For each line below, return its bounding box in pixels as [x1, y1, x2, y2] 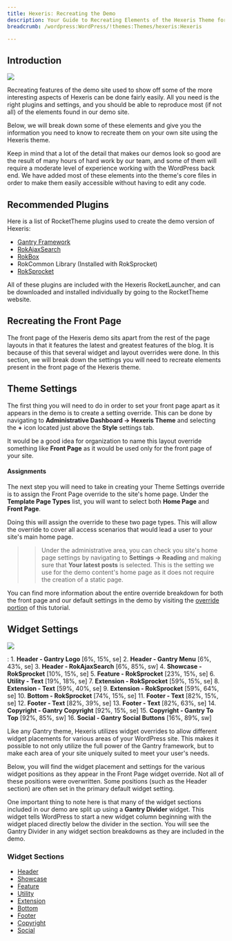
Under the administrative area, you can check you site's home [41, 546, 218, 554]
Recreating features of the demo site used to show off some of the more [7, 86, 213, 94]
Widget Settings [7, 623, 79, 636]
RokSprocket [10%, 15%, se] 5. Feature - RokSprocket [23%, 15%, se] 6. [7, 669, 215, 678]
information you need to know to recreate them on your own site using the [7, 129, 218, 137]
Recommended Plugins [7, 198, 109, 211]
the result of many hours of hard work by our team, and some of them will [7, 157, 217, 165]
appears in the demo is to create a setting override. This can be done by [7, 408, 213, 417]
